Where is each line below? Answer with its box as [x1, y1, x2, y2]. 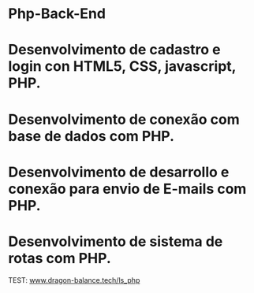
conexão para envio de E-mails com [8, 180, 247, 198]
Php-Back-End [8, 5, 106, 23]
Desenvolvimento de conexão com [8, 110, 240, 128]
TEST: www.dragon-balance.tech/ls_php [8, 275, 140, 284]
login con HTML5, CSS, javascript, [8, 57, 237, 76]
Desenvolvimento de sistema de [8, 232, 223, 250]
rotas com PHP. [8, 249, 112, 267]
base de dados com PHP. [8, 127, 175, 145]
